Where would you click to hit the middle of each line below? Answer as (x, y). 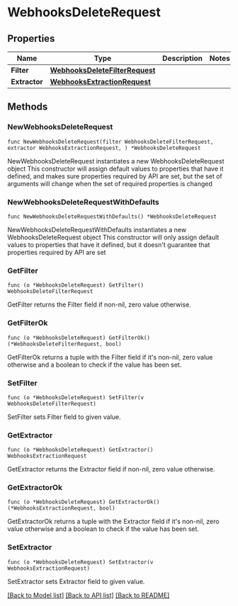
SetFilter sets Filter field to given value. (64, 417)
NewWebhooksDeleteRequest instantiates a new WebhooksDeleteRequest (116, 161)
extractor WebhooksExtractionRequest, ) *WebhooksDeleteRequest (104, 148)
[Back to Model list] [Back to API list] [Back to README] (89, 595)
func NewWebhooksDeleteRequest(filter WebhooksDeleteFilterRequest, (110, 142)
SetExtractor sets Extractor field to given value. (76, 581)
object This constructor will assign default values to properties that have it (115, 168)
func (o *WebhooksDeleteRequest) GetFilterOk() (79, 338)
